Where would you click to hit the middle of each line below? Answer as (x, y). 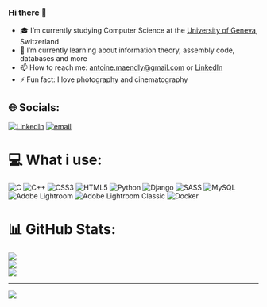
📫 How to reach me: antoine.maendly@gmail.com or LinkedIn (121, 67)
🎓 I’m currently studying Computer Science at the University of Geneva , (139, 30)
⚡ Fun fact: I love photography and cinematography (104, 79)
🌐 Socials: (34, 107)
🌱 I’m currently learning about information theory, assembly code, (127, 50)
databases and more (53, 59)
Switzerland (39, 42)
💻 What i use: (55, 160)
